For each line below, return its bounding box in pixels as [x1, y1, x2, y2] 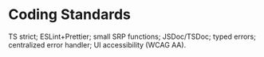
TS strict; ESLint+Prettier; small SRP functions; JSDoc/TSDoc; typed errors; [8, 32, 257, 41]
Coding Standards [8, 6, 132, 24]
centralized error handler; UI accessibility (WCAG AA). [8, 40, 187, 49]
